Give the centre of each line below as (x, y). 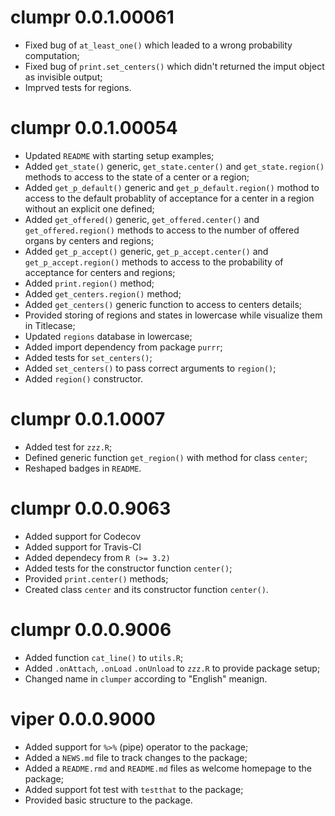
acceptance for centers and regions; (100, 272)
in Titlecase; (50, 325)
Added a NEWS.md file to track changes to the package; (136, 757)
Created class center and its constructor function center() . (146, 589)
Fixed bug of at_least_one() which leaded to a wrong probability (158, 45)
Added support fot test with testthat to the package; (134, 789)
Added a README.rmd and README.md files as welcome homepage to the (168, 768)
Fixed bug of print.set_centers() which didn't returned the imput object (174, 66)
